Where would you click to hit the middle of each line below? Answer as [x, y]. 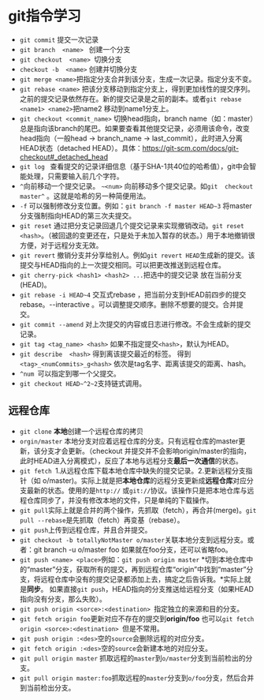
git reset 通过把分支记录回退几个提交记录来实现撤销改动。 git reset [132, 225]
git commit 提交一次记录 [59, 39]
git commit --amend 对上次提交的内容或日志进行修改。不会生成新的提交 [135, 324]
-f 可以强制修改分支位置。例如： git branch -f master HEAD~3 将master [136, 205]
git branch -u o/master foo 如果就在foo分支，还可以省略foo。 [133, 549]
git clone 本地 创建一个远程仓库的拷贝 [82, 431]
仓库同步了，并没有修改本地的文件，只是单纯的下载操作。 [120, 500]
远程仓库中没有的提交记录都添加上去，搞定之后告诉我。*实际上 [142, 579]
